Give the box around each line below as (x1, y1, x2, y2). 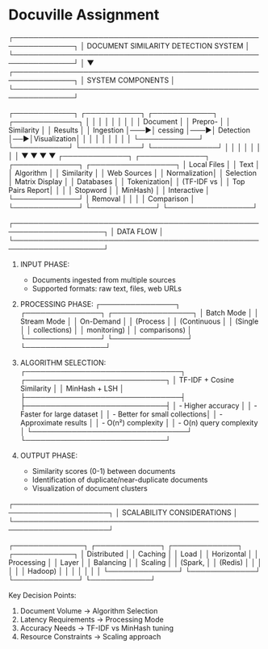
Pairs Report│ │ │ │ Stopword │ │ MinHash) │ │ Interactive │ (8, 185, 211, 195)
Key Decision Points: (8, 590, 77, 600)
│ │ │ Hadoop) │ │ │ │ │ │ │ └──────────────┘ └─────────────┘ (8, 566, 261, 576)
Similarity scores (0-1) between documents (31, 466, 176, 475)
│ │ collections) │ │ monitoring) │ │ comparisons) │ (19, 324, 192, 334)
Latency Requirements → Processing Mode (19, 614, 164, 624)
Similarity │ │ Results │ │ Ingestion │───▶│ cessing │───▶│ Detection (8, 125, 250, 135)
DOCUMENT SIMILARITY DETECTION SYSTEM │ (86, 40, 250, 50)
